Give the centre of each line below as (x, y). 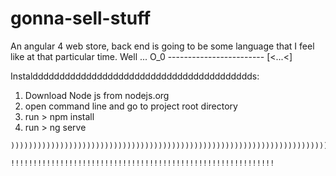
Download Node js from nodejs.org (97, 95)
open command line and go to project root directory (131, 106)
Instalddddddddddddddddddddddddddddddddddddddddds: (135, 76)
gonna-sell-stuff (81, 18)
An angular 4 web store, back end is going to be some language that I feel (162, 46)
